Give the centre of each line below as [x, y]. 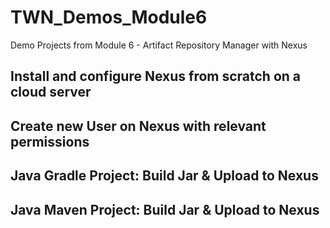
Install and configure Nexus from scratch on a [156, 76]
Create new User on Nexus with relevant [138, 126]
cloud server [51, 92]
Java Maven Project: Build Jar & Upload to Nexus [165, 209]
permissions [50, 141]
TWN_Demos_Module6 [109, 17]
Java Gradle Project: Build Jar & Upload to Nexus [164, 176]
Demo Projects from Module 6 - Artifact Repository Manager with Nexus [159, 45]
